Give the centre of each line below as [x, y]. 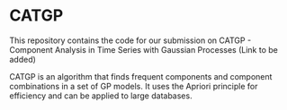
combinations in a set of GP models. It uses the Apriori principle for [134, 86]
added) [22, 59]
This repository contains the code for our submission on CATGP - [130, 40]
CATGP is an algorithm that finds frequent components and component [141, 76]
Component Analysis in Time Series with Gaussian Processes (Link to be [144, 49]
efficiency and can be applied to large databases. [101, 96]
